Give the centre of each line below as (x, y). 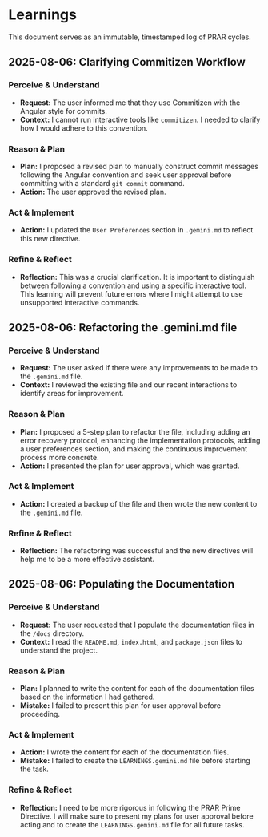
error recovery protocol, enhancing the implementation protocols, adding (140, 440)
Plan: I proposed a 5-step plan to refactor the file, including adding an (135, 431)
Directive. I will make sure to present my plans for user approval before (136, 816)
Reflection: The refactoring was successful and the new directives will (136, 551)
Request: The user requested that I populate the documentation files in (137, 625)
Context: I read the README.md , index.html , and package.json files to (131, 641)
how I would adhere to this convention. (84, 128)
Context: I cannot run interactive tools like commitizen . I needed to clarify (140, 119)
